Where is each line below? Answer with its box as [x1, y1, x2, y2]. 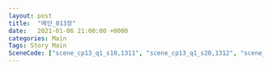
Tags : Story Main [8, 42, 67, 50]
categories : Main [8, 34, 67, 43]
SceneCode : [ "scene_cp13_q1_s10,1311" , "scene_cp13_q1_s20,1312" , [8, 49, 237, 57]
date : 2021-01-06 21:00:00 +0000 [8, 27, 129, 35]
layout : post [8, 11, 53, 20]
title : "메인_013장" [8, 19, 77, 27]
